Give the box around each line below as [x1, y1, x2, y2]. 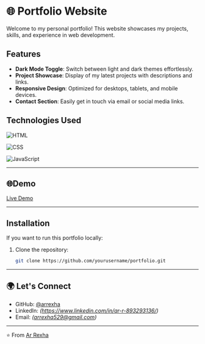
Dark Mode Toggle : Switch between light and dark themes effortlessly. [15, 65, 194, 73]
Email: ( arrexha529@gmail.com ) [15, 313, 97, 321]
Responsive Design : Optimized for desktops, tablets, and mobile [15, 84, 178, 92]
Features [6, 49, 41, 59]
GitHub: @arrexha [15, 300, 60, 307]
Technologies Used [6, 115, 81, 126]
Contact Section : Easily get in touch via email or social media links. [15, 98, 185, 105]
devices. [15, 91, 37, 98]
